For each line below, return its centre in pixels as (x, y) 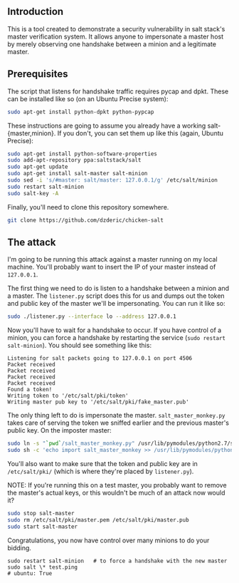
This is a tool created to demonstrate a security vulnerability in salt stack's (116, 29)
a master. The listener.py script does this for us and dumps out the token (116, 296)
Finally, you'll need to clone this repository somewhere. (88, 207)
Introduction (36, 12)
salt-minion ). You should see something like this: (79, 346)
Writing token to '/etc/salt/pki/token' (68, 396)
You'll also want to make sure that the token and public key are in (102, 463)
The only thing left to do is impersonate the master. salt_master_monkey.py (116, 416)
